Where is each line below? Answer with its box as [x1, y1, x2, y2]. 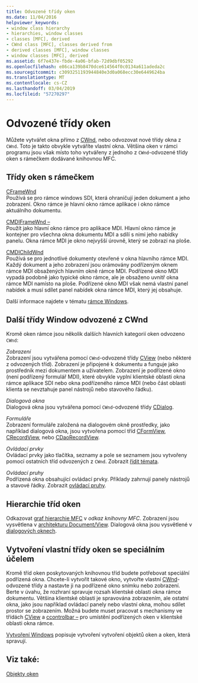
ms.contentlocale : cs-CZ [6, 80, 67, 86]
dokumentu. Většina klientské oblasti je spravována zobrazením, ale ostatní [6, 594, 189, 601]
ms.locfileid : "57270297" [6, 91, 70, 97]
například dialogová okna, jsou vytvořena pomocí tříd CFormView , [6, 428, 167, 435]
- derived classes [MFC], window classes [6, 47, 110, 53]
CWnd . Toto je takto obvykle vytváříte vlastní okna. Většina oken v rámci [6, 143, 178, 150]
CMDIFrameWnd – [6, 218, 50, 225]
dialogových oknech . [6, 527, 57, 535]
